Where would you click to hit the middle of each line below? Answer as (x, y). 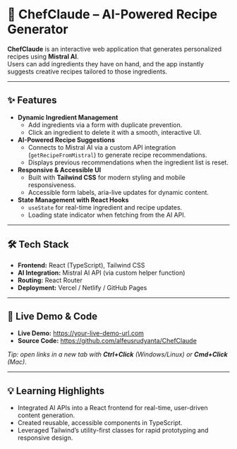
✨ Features (32, 101)
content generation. (46, 415)
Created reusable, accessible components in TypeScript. (100, 423)
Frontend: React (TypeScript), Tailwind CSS (81, 265)
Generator (38, 29)
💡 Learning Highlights (56, 391)
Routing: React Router (50, 280)
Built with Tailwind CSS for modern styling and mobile (107, 177)
